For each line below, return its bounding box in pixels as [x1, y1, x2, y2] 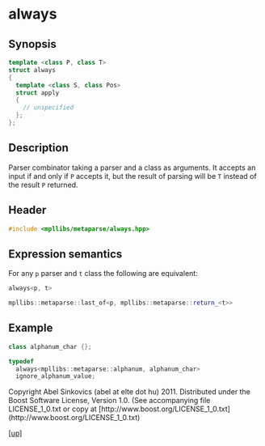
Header [8, 203, 47, 217]
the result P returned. [8, 180, 78, 189]
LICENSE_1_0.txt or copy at [8, 404, 97, 414]
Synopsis [8, 37, 57, 51]
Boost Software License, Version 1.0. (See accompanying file [8, 396, 211, 406]
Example [8, 321, 53, 335]
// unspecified [23, 104, 74, 112]
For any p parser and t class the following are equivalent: [8, 269, 198, 278]
